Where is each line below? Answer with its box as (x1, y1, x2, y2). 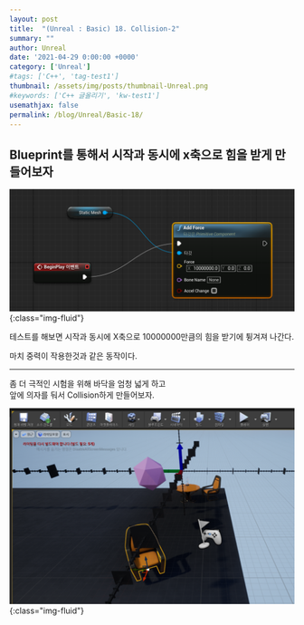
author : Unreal (9, 43, 67, 53)
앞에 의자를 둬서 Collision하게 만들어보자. (9, 389, 156, 400)
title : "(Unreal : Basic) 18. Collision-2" (9, 24, 180, 34)
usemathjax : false (9, 101, 79, 110)
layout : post (9, 14, 59, 24)
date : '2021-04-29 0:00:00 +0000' (9, 53, 140, 62)
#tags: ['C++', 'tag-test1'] (9, 72, 119, 82)
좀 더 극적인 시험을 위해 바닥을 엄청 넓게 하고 (9, 378, 166, 389)
